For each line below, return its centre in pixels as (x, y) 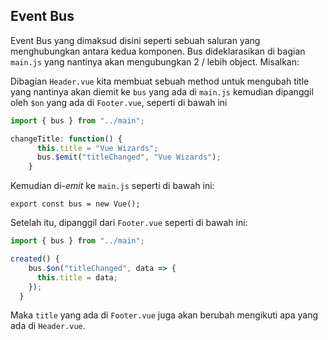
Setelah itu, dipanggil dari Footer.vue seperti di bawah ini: (129, 223)
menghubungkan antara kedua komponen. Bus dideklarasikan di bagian (158, 51)
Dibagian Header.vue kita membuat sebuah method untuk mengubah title (160, 81)
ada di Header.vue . (48, 326)
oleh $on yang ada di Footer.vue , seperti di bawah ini (119, 102)
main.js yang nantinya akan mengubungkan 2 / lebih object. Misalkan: (155, 61)
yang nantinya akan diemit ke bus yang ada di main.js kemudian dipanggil (162, 91)
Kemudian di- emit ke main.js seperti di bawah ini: (112, 186)
